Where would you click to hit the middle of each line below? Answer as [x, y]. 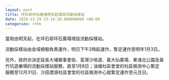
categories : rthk [23, 24]
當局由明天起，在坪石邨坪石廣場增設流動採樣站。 [56, 38]
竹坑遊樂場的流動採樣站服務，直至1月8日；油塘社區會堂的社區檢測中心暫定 [82, 66]
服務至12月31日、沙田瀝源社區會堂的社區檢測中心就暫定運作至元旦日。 [78, 72]
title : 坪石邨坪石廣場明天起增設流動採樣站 [45, 14]
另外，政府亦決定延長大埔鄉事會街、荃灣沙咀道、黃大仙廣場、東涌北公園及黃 [84, 60]
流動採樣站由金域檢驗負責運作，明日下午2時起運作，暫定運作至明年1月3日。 [84, 49]
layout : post [19, 10]
